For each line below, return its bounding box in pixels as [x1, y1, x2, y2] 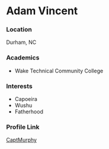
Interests [6, 82, 33, 90]
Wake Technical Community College [14, 67, 104, 74]
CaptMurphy [6, 137, 37, 144]
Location [6, 26, 33, 34]
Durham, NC [6, 39, 37, 46]
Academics [6, 53, 40, 62]
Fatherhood [14, 108, 43, 115]
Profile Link [6, 123, 40, 131]
